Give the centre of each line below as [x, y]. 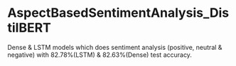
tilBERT [29, 28]
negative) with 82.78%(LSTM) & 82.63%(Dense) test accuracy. [100, 55]
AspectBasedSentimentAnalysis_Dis [118, 13]
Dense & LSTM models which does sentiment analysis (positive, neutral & [115, 47]
